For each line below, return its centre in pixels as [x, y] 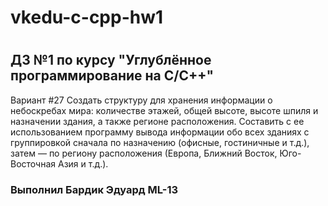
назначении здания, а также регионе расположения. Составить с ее [157, 121]
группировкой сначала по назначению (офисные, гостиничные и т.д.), [160, 142]
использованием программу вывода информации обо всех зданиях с [160, 132]
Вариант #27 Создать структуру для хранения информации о [141, 100]
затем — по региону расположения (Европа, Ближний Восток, [144, 153]
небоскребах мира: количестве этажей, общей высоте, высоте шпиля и [164, 110]
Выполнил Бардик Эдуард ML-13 [94, 189]
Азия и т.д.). [83, 163]
